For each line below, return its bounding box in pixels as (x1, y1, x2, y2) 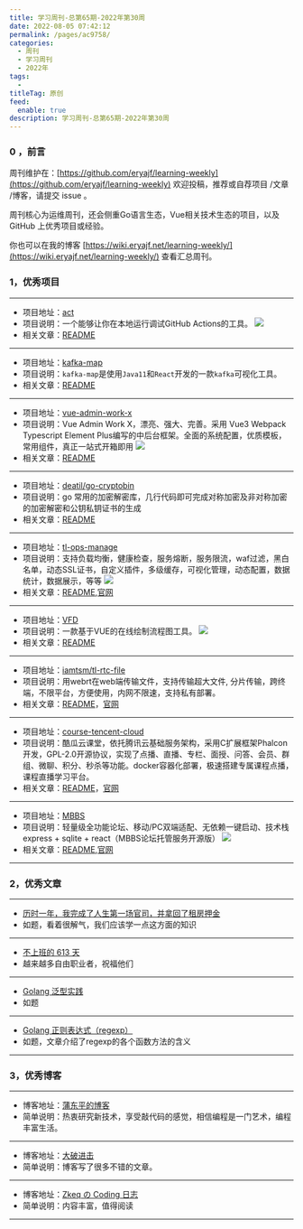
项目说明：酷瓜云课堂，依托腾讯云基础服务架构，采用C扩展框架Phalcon (22, 737, 289, 748)
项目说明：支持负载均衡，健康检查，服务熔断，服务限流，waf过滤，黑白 (22, 553, 290, 563)
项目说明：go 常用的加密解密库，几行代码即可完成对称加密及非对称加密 (22, 491, 288, 502)
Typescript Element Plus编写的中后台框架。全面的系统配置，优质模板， (22, 430, 287, 441)
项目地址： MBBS (22, 810, 86, 821)
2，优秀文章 (9, 877, 62, 889)
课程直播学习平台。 (22, 771, 95, 782)
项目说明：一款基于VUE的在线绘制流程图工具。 (22, 625, 197, 637)
